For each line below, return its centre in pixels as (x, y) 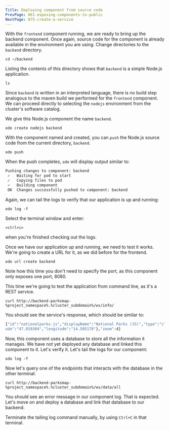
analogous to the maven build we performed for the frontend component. (82, 98)
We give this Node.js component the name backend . (59, 119)
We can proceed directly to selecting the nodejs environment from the (78, 104)
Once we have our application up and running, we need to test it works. (80, 247)
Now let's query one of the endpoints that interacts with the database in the (84, 368)
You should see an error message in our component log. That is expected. (82, 396)
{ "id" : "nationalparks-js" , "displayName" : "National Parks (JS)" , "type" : (82, 324)
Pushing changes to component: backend (47, 171)
